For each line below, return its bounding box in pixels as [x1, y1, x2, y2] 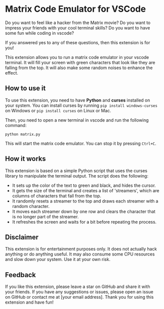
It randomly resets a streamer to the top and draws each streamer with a [12, 198, 159, 204]
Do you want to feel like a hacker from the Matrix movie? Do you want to [5, 20, 151, 26]
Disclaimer [5, 233, 39, 241]
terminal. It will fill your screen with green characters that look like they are [5, 59, 156, 65]
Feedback [5, 271, 36, 279]
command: [5, 122, 27, 128]
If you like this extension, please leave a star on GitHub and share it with [5, 283, 150, 290]
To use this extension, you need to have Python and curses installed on [5, 97, 150, 103]
